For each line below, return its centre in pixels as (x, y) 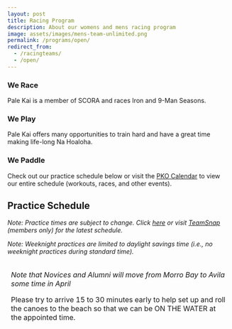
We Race (23, 85)
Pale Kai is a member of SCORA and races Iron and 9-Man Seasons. (107, 101)
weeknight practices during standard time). (71, 252)
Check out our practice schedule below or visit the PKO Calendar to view (114, 176)
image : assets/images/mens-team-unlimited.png (77, 34)
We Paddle (26, 161)
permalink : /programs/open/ (49, 41)
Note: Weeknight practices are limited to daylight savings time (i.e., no (110, 244)
